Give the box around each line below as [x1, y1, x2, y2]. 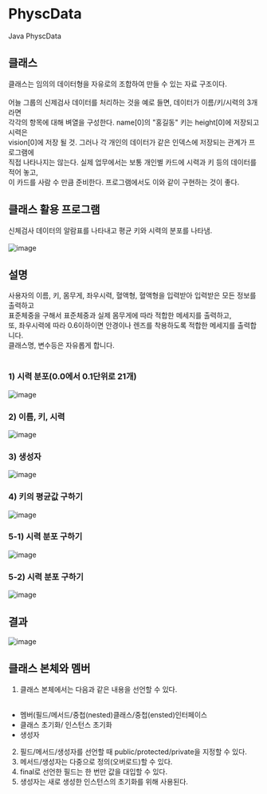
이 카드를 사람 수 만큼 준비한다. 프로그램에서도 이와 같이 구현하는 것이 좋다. [8, 177, 240, 187]
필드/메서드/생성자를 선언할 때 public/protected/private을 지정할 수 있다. [19, 747, 247, 756]
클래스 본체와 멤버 [8, 662, 91, 675]
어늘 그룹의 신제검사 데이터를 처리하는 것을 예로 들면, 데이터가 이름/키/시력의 [8, 97, 245, 107]
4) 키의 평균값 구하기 [8, 492, 84, 503]
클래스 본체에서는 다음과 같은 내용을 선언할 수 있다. [19, 684, 178, 694]
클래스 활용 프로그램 [8, 203, 100, 216]
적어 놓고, [8, 167, 38, 176]
